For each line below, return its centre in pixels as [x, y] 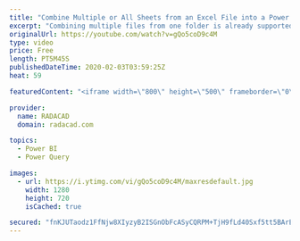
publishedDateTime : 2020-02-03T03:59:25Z [87, 68]
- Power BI [37, 149]
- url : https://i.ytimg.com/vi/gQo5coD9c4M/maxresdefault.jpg [135, 181]
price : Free [31, 51]
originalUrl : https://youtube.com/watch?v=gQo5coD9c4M [113, 34]
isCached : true [54, 206]
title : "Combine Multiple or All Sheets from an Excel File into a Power [150, 17]
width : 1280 [47, 190]
